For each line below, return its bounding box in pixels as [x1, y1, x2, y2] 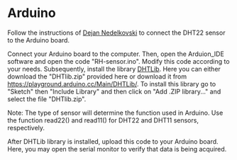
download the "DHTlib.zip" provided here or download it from [7, 72, 187, 81]
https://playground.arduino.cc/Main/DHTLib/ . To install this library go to [7, 79, 216, 88]
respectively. [7, 123, 45, 132]
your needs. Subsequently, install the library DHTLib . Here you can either [7, 64, 221, 73]
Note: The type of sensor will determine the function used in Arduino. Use [7, 108, 224, 117]
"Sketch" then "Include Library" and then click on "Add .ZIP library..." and [7, 87, 221, 96]
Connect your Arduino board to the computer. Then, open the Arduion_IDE [7, 50, 225, 58]
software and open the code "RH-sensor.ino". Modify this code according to [7, 57, 230, 65]
